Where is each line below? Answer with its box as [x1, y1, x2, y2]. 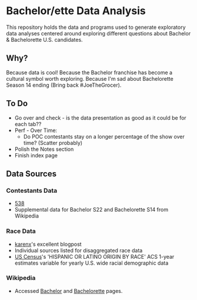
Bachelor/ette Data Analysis [6, 4, 146, 18]
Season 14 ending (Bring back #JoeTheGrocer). [6, 81, 122, 88]
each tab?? [14, 120, 42, 127]
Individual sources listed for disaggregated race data [14, 246, 143, 254]
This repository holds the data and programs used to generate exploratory [6, 24, 186, 31]
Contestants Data [6, 186, 58, 194]
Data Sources [6, 169, 57, 179]
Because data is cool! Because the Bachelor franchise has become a [6, 69, 172, 76]
